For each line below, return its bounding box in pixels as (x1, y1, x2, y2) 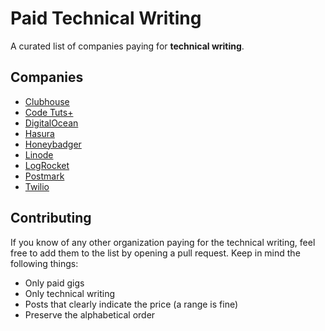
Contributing (10, 210, 92, 227)
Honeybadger (24, 138, 82, 150)
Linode (24, 148, 54, 161)
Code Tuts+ (24, 106, 74, 118)
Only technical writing (24, 287, 115, 299)
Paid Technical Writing (10, 7, 202, 30)
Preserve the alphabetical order (24, 308, 156, 321)
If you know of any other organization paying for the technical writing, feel (10, 236, 316, 248)
